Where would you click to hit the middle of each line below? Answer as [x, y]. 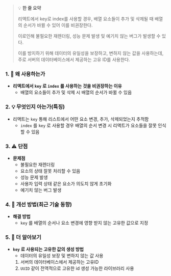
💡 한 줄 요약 [29, 8]
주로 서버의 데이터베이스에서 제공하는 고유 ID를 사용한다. [74, 60]
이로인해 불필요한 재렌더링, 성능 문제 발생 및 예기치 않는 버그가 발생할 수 [89, 36]
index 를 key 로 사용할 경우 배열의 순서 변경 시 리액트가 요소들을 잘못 [89, 125]
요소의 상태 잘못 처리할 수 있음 [50, 171]
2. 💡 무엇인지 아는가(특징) [35, 107]
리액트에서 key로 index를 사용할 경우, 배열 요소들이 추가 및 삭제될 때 [86, 19]
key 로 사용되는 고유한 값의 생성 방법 [48, 250]
